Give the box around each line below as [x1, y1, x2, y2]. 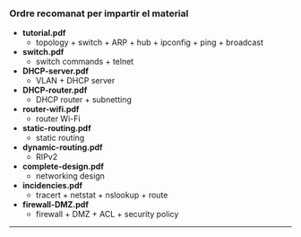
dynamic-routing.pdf [21, 142, 103, 153]
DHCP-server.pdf [21, 66, 90, 76]
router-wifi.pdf [21, 104, 80, 115]
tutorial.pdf [21, 28, 66, 39]
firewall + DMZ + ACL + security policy [35, 209, 179, 220]
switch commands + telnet [35, 57, 134, 67]
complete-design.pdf [21, 161, 105, 172]
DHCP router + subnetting [35, 94, 133, 105]
